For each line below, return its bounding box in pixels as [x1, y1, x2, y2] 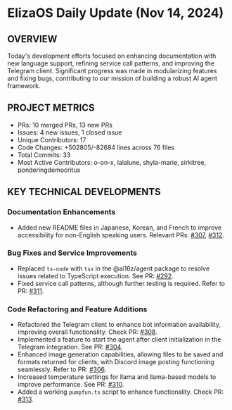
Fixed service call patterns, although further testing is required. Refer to [17, 279, 226, 287]
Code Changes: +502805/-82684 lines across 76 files [17, 143, 174, 151]
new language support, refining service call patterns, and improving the [7, 59, 215, 68]
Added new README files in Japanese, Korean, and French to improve [17, 223, 222, 232]
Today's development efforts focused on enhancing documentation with [7, 51, 217, 60]
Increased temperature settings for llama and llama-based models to [17, 373, 217, 381]
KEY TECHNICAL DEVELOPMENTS [7, 186, 161, 198]
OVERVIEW [7, 33, 58, 45]
